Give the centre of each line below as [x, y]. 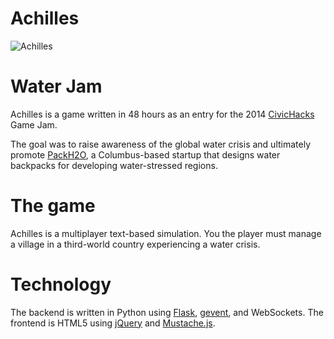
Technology [61, 284]
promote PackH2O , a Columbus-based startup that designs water [145, 154]
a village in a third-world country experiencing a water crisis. [135, 244]
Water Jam [56, 86]
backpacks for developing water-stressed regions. [114, 165]
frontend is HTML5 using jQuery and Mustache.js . [113, 323]
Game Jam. [34, 124]
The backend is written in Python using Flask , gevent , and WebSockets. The [167, 312]
